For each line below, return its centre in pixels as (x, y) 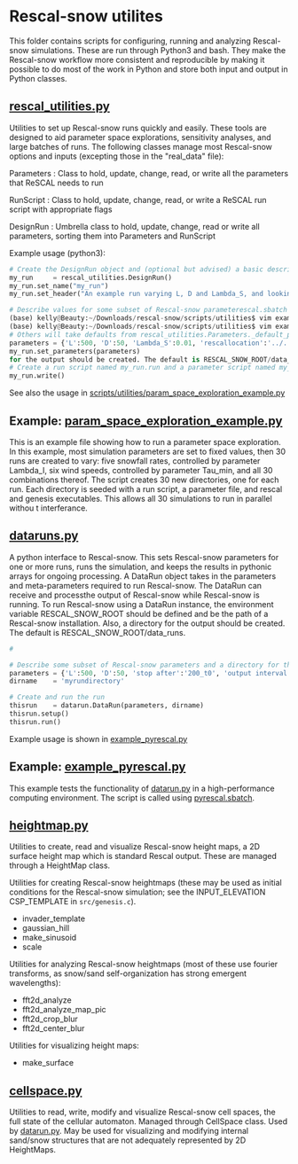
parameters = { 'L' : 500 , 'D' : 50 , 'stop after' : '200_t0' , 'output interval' (150, 673)
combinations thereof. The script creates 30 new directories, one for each (144, 480)
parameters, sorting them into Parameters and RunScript (112, 236)
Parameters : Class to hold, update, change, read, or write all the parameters (149, 173)
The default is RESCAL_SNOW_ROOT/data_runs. (98, 632)
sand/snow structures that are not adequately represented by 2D (128, 1140)
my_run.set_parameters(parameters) (75, 351)
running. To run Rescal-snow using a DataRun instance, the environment (141, 604)
